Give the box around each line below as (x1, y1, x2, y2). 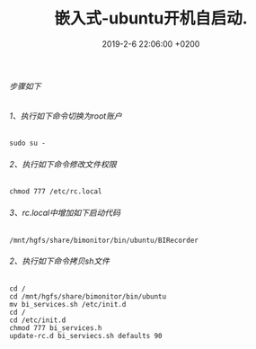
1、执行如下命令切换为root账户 (9, 110, 123, 121)
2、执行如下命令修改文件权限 (9, 158, 117, 169)
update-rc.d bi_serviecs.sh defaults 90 (9, 331, 163, 340)
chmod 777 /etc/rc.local (9, 187, 102, 196)
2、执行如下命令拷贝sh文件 (9, 255, 110, 266)
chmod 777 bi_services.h (9, 323, 102, 333)
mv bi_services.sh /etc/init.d (9, 300, 127, 309)
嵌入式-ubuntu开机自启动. (53, 8, 249, 29)
